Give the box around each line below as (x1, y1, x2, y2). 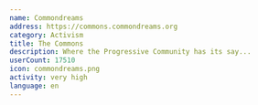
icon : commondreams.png (9, 65, 101, 74)
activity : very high (9, 73, 89, 82)
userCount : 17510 (9, 56, 76, 65)
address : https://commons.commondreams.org (9, 22, 178, 31)
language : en (9, 81, 59, 90)
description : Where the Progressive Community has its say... (9, 47, 252, 57)
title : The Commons (9, 38, 84, 48)
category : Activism (9, 30, 84, 39)
